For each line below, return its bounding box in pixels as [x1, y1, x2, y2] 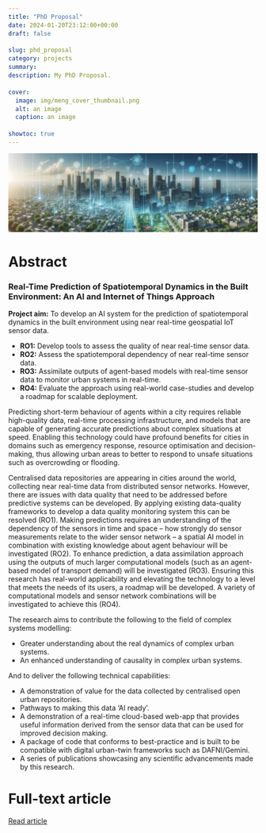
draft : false [8, 29, 51, 37]
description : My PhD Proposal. [8, 71, 112, 79]
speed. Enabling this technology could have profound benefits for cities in [8, 432, 249, 442]
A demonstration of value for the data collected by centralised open [19, 686, 241, 696]
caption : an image [15, 113, 77, 121]
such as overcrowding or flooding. [8, 457, 120, 467]
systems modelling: [8, 623, 72, 632]
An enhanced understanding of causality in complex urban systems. [19, 655, 243, 665]
